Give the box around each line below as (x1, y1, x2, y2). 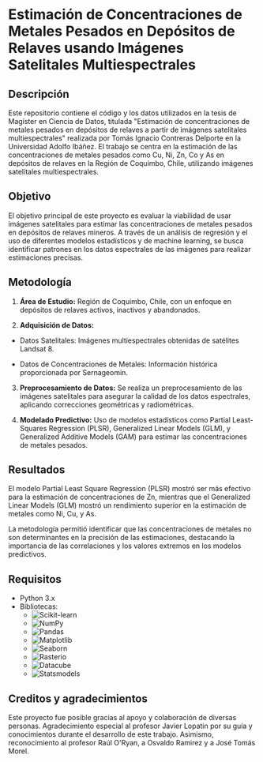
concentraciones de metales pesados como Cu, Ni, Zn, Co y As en (8, 150, 225, 160)
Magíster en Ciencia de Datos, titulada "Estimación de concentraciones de (8, 117, 250, 126)
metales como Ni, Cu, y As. (8, 509, 97, 519)
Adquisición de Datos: (19, 320, 95, 329)
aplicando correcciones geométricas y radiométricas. (19, 400, 194, 409)
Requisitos (8, 572, 62, 586)
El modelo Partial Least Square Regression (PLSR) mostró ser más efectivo (8, 484, 251, 494)
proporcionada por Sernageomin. (19, 367, 129, 377)
